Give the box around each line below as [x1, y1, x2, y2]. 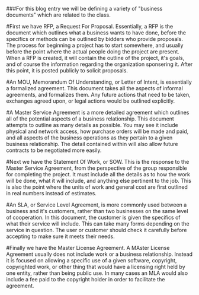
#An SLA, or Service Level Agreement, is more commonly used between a [6, 201, 187, 208]
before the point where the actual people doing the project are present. [6, 48, 179, 55]
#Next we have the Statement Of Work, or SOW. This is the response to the [6, 158, 190, 165]
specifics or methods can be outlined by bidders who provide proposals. [6, 36, 184, 42]
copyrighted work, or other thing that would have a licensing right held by [6, 264, 185, 270]
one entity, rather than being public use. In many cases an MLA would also [6, 269, 188, 277]
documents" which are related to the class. [6, 11, 111, 18]
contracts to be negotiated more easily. [6, 147, 102, 154]
